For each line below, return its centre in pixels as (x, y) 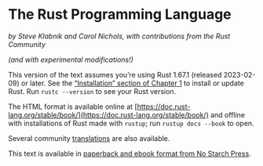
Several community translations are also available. (89, 138)
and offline (228, 114)
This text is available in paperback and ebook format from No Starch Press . (130, 153)
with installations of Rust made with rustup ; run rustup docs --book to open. (131, 123)
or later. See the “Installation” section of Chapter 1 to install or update (133, 83)
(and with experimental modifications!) (71, 60)
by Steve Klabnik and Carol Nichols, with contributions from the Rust (119, 36)
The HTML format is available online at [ (73, 106)
